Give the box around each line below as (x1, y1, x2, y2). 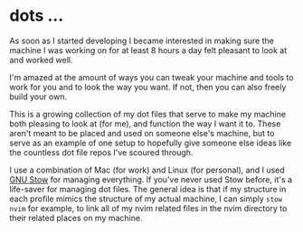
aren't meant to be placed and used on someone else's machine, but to (9, 127, 275, 138)
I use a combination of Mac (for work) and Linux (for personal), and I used (9, 164, 285, 175)
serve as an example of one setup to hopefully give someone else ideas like (9, 137, 292, 148)
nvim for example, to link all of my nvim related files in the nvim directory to (9, 202, 288, 213)
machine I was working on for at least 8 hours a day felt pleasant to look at (9, 44, 288, 55)
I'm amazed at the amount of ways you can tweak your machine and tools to (9, 71, 294, 82)
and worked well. (9, 54, 73, 65)
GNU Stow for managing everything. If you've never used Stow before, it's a (9, 173, 292, 185)
